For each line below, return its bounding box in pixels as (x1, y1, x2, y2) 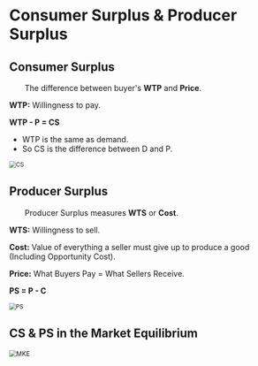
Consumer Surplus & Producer (9, 5, 238, 26)
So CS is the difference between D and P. (21, 143, 173, 154)
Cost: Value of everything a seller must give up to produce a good (9, 241, 250, 252)
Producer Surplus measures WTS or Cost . (25, 207, 179, 217)
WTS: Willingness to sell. (9, 225, 101, 235)
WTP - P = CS (9, 117, 60, 127)
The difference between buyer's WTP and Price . (25, 83, 201, 93)
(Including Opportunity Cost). (9, 251, 117, 262)
